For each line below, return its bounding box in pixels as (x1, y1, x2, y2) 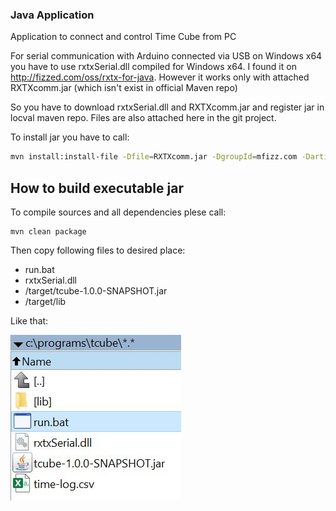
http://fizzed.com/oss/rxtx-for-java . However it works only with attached (10, 71, 310, 83)
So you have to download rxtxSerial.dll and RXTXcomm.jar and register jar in (10, 101, 325, 113)
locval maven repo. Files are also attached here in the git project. (10, 112, 277, 124)
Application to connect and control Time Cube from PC (10, 31, 237, 43)
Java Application (10, 8, 95, 22)
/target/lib (24, 295, 67, 307)
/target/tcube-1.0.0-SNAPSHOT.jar (24, 284, 168, 297)
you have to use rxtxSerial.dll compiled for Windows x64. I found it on (10, 61, 297, 73)
